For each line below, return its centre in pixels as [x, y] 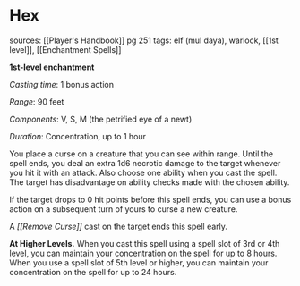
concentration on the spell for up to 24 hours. [93, 272]
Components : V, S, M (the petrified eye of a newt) [101, 119]
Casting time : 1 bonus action [62, 84]
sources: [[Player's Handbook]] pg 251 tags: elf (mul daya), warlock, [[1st [144, 40]
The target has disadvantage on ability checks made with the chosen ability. [150, 182]
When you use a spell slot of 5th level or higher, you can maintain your [139, 262]
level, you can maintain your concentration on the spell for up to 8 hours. [143, 253]
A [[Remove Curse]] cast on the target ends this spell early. [119, 226]
